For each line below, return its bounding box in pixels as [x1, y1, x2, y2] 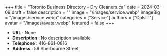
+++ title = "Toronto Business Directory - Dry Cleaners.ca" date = [5, 4, 140, 10]
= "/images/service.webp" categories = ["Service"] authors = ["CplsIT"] [5, 15, 153, 20]
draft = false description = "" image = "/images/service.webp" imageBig [11, 9, 160, 15]
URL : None [12, 30, 36, 35]
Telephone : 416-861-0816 [12, 40, 67, 46]
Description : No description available [12, 35, 91, 41]
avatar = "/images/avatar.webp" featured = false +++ [5, 20, 115, 26]
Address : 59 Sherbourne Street [12, 46, 79, 51]
